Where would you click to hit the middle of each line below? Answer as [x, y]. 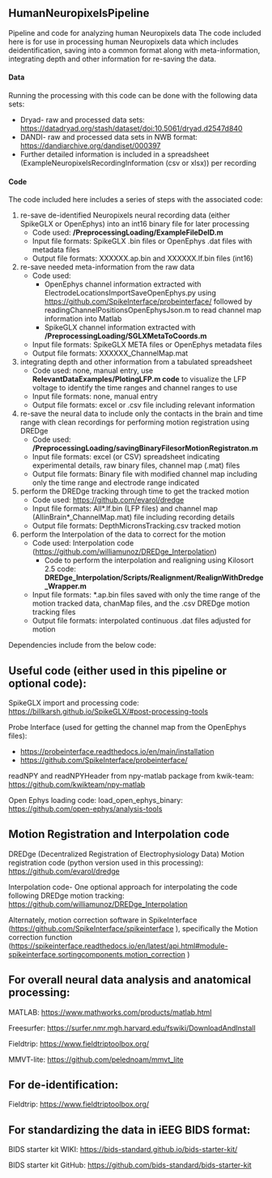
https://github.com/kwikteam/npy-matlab [77, 785]
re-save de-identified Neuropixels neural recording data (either [125, 215]
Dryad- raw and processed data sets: [83, 120]
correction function [40, 937]
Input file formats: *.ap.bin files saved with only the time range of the [146, 595]
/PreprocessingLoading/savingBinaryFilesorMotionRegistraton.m [145, 448]
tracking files [54, 612]
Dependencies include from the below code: [82, 645]
